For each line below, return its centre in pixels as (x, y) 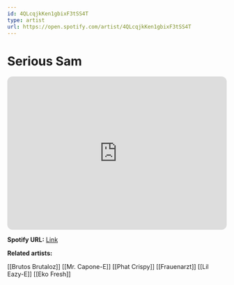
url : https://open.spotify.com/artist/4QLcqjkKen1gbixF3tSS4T (99, 26)
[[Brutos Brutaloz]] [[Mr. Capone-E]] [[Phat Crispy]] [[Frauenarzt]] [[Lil (108, 267)
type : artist (26, 20)
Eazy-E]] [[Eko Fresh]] (39, 274)
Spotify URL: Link (33, 240)
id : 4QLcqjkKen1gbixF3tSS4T (48, 14)
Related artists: (30, 253)
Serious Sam (45, 61)
